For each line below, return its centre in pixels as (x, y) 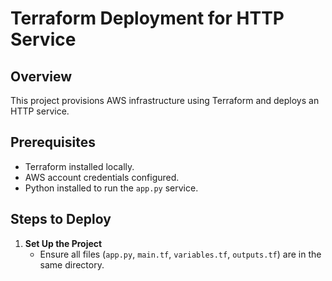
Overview (41, 76)
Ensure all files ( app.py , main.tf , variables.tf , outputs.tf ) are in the (180, 254)
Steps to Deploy (61, 219)
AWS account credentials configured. (102, 177)
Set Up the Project (63, 243)
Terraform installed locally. (79, 166)
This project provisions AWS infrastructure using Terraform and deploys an (165, 100)
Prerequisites (53, 142)
